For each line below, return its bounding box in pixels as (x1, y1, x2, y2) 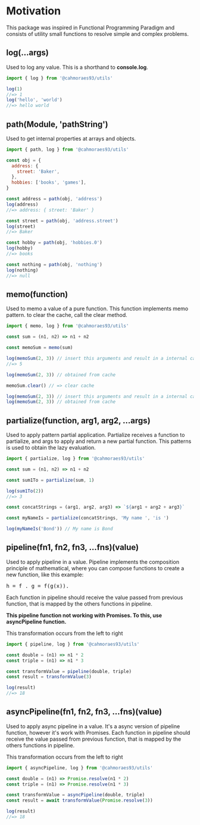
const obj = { (6, 157, 42, 163)
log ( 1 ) (6, 85, 23, 92)
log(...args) (6, 48, 49, 58)
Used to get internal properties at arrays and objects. (6, 135, 136, 142)
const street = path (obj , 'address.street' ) (6, 218, 118, 224)
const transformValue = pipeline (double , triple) (6, 668, 132, 674)
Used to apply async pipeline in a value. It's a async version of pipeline (6, 722, 180, 730)
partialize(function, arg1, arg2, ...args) (6, 415, 151, 426)
